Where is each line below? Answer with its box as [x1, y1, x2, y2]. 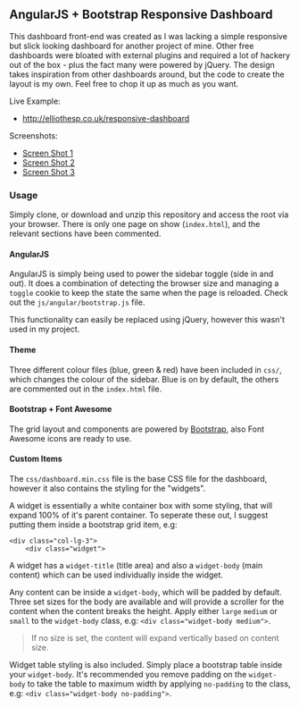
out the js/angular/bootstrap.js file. [9, 297, 145, 307]
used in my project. [9, 324, 80, 334]
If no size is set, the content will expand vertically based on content [30, 632, 279, 643]
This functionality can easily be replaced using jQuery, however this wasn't [9, 315, 286, 325]
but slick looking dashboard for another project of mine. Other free [9, 40, 254, 51]
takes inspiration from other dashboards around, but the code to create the [9, 69, 285, 80]
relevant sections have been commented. [9, 228, 162, 240]
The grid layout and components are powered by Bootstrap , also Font [9, 424, 265, 434]
